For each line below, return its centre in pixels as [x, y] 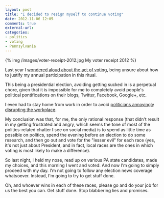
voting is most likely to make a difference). [48, 150]
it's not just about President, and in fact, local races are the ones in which [79, 145]
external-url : [20, 28]
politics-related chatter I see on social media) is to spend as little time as [78, 129]
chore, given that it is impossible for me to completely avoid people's [74, 89]
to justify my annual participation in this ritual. [51, 75]
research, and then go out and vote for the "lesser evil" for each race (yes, [80, 140]
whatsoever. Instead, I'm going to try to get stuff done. [60, 175]
